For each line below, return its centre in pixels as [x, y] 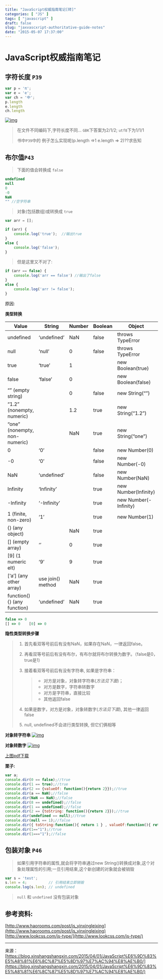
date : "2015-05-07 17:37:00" [34, 32]
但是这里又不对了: [34, 262]
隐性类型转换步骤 [22, 634]
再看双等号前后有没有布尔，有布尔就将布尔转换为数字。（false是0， [91, 654]
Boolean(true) [133, 368]
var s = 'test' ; [21, 878]
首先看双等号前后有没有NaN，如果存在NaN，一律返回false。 [85, 644]
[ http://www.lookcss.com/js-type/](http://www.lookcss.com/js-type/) [74, 936]
